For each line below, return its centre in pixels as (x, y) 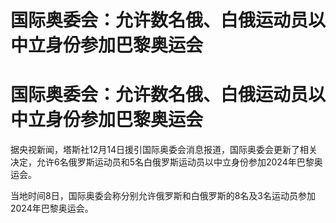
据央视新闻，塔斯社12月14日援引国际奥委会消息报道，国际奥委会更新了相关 (164, 150)
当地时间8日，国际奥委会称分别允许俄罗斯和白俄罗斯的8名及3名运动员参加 (163, 196)
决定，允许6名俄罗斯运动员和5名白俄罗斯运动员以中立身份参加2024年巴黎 (162, 162)
